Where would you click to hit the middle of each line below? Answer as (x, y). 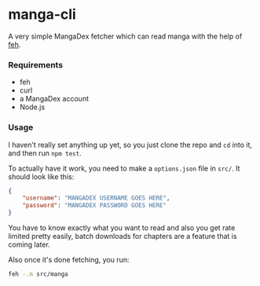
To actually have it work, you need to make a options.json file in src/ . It (124, 168)
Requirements (36, 64)
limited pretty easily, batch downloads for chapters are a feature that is (123, 236)
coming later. (29, 244)
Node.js (32, 107)
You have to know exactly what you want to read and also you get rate (122, 228)
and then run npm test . (45, 153)
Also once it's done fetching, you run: (69, 260)
